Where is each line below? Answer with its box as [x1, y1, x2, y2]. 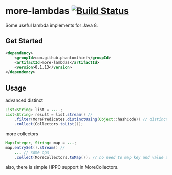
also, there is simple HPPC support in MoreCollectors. [5, 164, 119, 170]
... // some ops [14, 150, 50, 156]
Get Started [5, 37, 43, 46]
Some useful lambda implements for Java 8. [5, 22, 98, 28]
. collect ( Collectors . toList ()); [14, 121, 83, 126]
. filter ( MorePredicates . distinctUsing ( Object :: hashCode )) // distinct [14, 117, 168, 122]
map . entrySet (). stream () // [5, 145, 66, 150]
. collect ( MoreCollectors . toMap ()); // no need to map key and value [14, 155, 164, 160]
